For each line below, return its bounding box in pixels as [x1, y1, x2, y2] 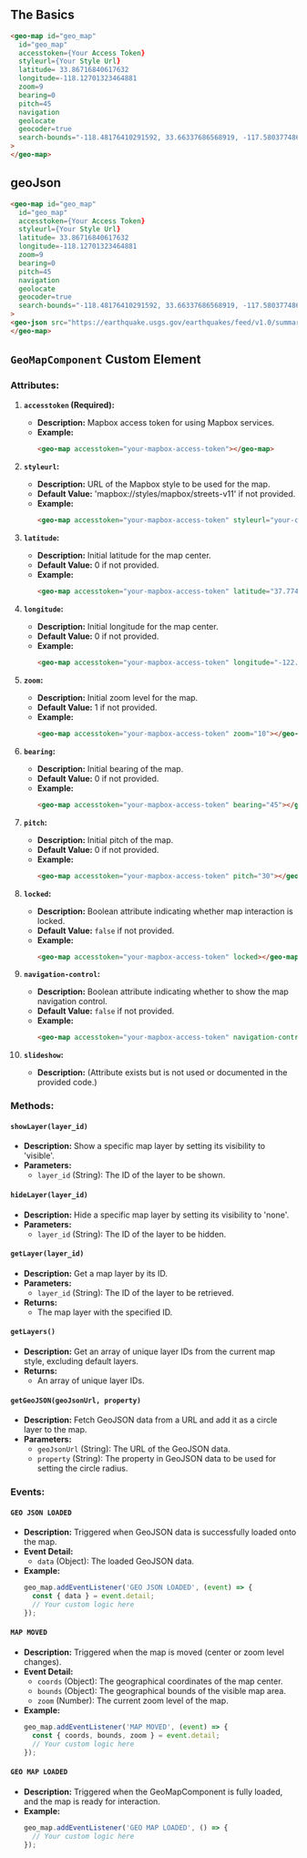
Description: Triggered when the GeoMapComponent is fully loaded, [23, 1786, 283, 1797]
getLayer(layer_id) [10, 1249, 85, 1258]
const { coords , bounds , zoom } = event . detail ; [32, 1730, 220, 1740]
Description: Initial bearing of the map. [36, 763, 184, 774]
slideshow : [23, 1050, 64, 1061]
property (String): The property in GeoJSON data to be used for [36, 1453, 277, 1464]
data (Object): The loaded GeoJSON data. [36, 1555, 195, 1566]
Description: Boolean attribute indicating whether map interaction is [36, 906, 294, 917]
